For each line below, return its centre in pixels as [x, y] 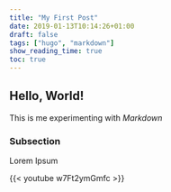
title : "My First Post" [54, 18]
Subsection [35, 141]
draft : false [34, 34]
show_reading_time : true [56, 51]
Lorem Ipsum [34, 161]
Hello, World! [47, 96]
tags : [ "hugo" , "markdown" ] [62, 43]
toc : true [28, 59]
